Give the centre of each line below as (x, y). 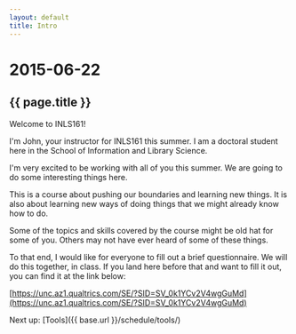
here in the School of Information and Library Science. (108, 150)
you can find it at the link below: (68, 275)
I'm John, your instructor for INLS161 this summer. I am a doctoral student (144, 141)
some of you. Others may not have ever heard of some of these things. (139, 240)
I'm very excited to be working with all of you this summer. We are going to (146, 167)
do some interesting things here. (68, 177)
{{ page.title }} (50, 103)
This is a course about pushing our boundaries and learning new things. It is (148, 194)
